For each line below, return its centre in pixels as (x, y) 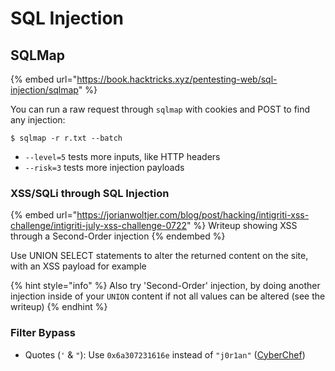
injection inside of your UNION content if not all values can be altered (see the (168, 296)
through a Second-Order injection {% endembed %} (118, 236)
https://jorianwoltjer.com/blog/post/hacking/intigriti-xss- (193, 215)
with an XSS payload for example (78, 266)
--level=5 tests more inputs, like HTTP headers (122, 156)
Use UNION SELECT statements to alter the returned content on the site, (159, 256)
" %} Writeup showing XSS (242, 226)
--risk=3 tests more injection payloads (104, 167)
